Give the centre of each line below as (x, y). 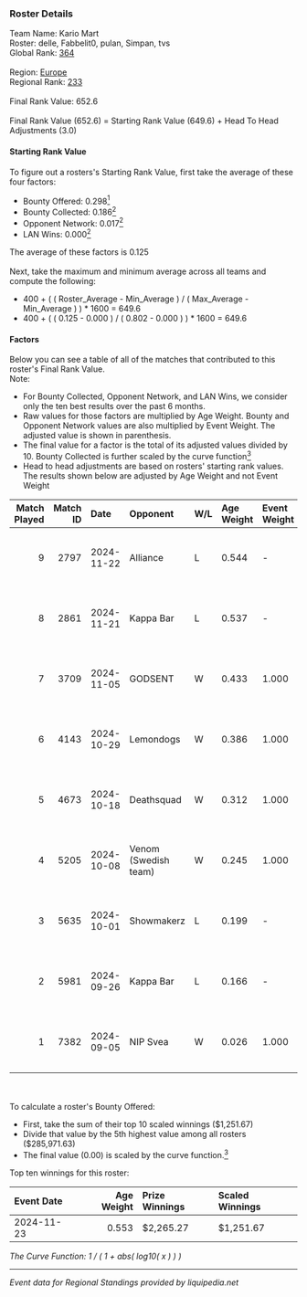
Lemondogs (155, 739)
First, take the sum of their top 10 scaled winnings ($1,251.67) (138, 1124)
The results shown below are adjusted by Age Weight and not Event (150, 475)
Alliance (147, 557)
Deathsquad (156, 799)
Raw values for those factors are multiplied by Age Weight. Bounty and (156, 416)
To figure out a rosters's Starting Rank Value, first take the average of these (152, 172)
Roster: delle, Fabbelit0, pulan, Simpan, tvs (90, 43)
